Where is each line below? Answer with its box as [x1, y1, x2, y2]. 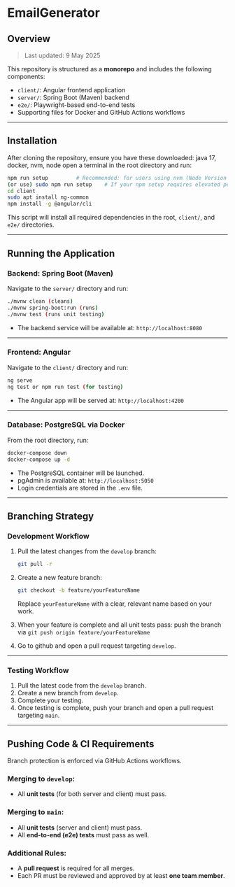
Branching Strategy [7, 510, 94, 522]
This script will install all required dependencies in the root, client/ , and [7, 213, 215, 222]
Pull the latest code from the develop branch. [17, 681, 147, 690]
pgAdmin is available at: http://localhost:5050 [17, 476, 154, 484]
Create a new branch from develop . [17, 689, 119, 697]
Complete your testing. [17, 696, 84, 704]
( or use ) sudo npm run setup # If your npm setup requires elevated [7, 180, 220, 188]
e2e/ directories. [7, 220, 55, 229]
